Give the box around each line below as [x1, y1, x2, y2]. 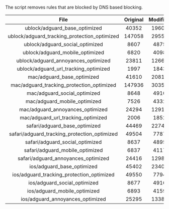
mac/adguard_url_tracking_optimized [20, 114, 107, 121]
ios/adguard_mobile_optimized [27, 187, 100, 194]
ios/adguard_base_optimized [29, 163, 98, 170]
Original [124, 16, 144, 23]
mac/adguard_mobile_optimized [25, 98, 102, 105]
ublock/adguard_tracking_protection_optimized [8, 33, 119, 40]
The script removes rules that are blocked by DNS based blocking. [5, 5, 143, 10]
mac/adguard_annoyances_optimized [19, 106, 108, 113]
